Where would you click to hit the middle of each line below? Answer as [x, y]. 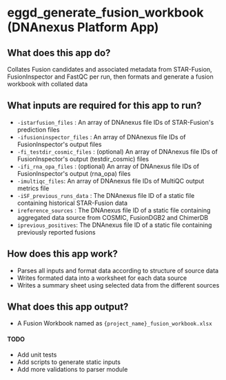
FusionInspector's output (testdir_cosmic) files [83, 159]
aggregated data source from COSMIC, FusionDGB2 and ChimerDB [113, 217]
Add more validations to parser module [72, 369]
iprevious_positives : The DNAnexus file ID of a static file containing [114, 225]
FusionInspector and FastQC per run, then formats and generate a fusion [110, 77]
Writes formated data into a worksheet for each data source [102, 278]
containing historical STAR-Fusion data [72, 203]
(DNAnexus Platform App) [83, 27]
